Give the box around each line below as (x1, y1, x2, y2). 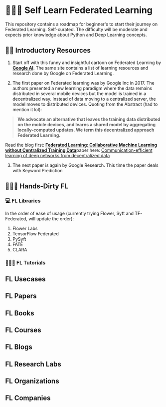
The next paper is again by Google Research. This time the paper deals (12, 162, 159, 168)
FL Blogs (5, 343, 32, 351)
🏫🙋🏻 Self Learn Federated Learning (5, 5, 153, 16)
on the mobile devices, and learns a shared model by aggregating (17, 121, 156, 127)
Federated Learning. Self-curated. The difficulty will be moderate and (5, 26, 148, 32)
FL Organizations (5, 377, 59, 385)
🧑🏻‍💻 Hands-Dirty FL (5, 182, 68, 191)
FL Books (5, 309, 34, 317)
